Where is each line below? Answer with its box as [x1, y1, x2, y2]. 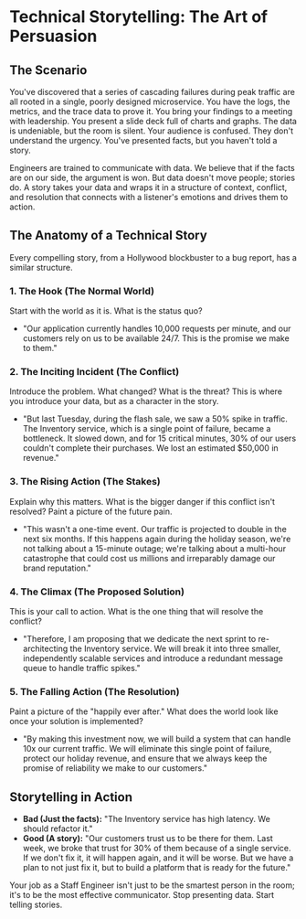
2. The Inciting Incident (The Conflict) [9, 366, 180, 379]
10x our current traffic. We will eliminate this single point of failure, [22, 743, 272, 754]
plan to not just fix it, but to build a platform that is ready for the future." [22, 862, 291, 873]
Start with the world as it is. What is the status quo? [9, 305, 203, 316]
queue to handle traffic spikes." [22, 663, 141, 673]
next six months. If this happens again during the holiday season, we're [22, 533, 291, 544]
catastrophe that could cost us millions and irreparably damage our [22, 552, 276, 563]
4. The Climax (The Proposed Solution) [9, 585, 185, 598]
